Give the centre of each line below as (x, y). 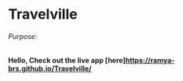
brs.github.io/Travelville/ (50, 69)
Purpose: (23, 36)
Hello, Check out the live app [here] (67, 61)
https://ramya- (150, 61)
